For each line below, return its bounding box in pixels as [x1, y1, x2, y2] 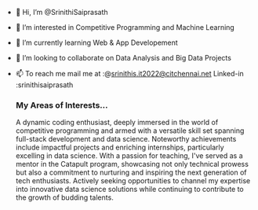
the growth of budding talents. [15, 193, 114, 202]
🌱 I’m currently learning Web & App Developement [15, 38, 178, 47]
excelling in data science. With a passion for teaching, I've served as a [15, 151, 243, 160]
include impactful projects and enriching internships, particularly [15, 142, 225, 153]
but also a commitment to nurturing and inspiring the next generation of [15, 168, 247, 177]
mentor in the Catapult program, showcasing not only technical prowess [15, 160, 249, 169]
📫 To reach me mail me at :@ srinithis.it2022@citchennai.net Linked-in [15, 69, 245, 78]
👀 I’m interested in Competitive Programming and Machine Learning [15, 23, 235, 31]
